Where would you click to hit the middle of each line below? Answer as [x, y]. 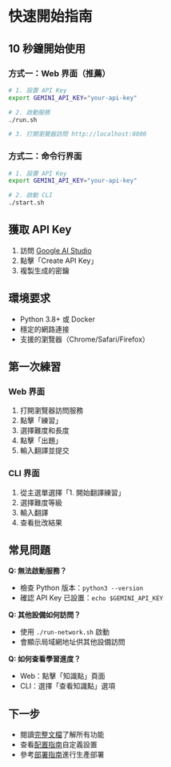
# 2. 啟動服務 [29, 112]
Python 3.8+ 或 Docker [58, 319]
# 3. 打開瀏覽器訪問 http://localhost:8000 [78, 134]
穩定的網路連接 [44, 329]
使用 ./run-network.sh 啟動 [65, 632]
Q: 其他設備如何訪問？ [45, 615]
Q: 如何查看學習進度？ [45, 659]
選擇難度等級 [41, 503]
